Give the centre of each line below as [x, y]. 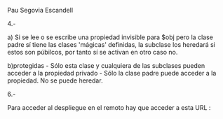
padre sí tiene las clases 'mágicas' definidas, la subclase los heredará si [111, 44]
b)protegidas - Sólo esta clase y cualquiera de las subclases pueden [106, 65]
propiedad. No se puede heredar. [55, 80]
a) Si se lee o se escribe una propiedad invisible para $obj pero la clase [110, 37]
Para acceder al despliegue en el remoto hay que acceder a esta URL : [109, 107]
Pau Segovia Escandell [40, 10]
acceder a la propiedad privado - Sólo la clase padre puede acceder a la [112, 73]
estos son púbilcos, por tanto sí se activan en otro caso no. [93, 52]
